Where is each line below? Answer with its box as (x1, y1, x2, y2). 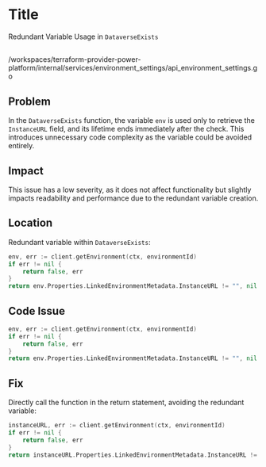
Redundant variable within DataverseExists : (8, 237, 151, 247)
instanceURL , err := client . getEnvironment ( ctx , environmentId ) (8, 422, 226, 430)
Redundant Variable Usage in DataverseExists (8, 32, 159, 41)
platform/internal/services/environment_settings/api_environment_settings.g (8, 63, 258, 73)
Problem (8, 94, 52, 108)
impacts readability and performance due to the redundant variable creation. (8, 193, 259, 203)
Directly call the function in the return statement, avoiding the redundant (8, 398, 245, 408)
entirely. (8, 141, 35, 151)
